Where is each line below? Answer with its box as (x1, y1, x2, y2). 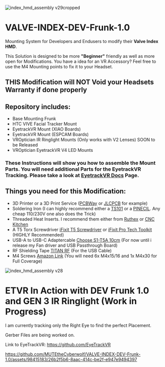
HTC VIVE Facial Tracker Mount (12, 121, 77, 127)
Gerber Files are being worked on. (5, 332, 75, 338)
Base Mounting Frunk (12, 116, 56, 122)
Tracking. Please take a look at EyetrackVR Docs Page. (5, 172, 140, 179)
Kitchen (12, 221, 28, 227)
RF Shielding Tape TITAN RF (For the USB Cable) (12, 247, 112, 253)
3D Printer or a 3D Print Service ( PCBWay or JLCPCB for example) (12, 200, 148, 206)
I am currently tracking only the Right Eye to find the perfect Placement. (5, 322, 152, 328)
